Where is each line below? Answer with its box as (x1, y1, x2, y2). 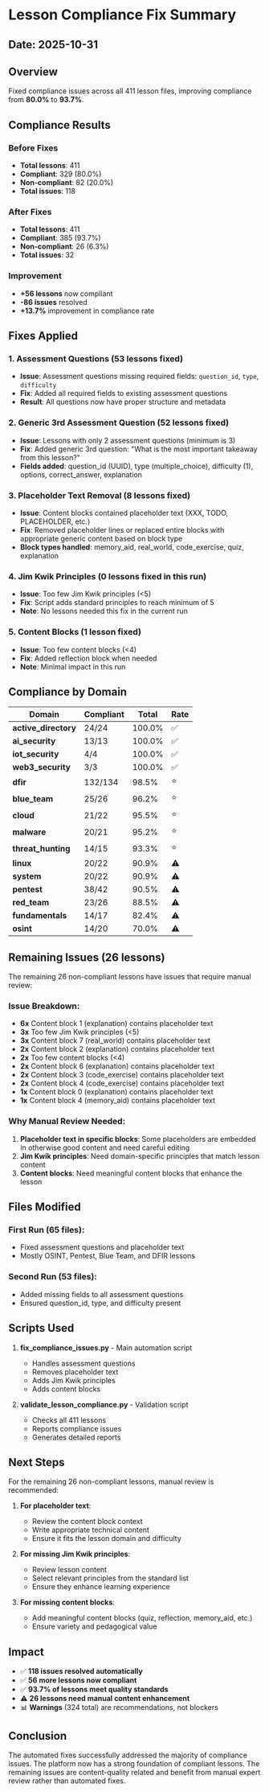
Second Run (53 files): (8, 1271, 98, 1283)
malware (12, 826, 47, 838)
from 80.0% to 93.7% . (8, 95, 84, 105)
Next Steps (8, 1455, 65, 1469)
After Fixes (8, 207, 52, 217)
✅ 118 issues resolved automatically (19, 1666, 143, 1676)
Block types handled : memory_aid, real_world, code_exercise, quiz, (19, 542, 244, 552)
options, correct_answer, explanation (19, 469, 143, 480)
